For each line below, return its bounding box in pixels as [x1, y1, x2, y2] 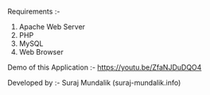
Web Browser [18, 47, 64, 56]
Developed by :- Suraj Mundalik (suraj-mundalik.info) [7, 78, 181, 87]
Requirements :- [7, 7, 60, 16]
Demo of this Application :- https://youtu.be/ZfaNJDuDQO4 [7, 63, 202, 72]
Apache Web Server [18, 22, 85, 31]
